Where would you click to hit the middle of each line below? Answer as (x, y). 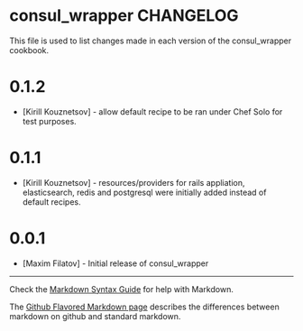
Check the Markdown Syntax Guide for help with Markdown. (122, 289)
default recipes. (51, 202)
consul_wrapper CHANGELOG (124, 16)
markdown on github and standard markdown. (95, 316)
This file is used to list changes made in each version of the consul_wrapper (151, 41)
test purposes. (49, 121)
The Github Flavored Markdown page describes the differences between (144, 307)
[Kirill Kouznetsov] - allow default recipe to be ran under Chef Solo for (152, 111)
